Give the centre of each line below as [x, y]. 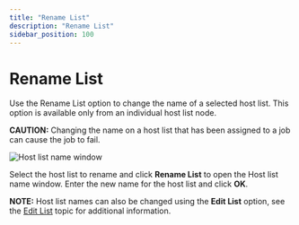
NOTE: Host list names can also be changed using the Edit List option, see [147, 202]
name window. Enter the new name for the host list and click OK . [129, 184]
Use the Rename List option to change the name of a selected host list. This [149, 103]
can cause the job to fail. [55, 140]
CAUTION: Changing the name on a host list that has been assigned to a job [150, 130]
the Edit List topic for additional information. [90, 211]
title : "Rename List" [50, 17]
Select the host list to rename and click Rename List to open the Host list [144, 175]
